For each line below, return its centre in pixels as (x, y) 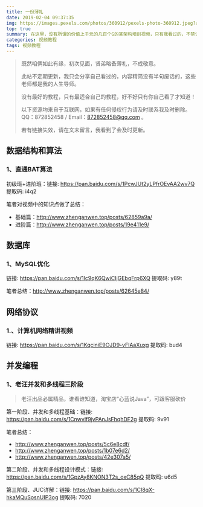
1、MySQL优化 (28, 264)
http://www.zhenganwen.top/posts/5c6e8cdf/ (72, 444)
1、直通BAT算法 (29, 170)
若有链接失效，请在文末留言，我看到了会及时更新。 (85, 130)
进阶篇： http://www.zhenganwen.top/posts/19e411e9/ (82, 225)
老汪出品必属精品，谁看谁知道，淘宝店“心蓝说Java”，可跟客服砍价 (103, 398)
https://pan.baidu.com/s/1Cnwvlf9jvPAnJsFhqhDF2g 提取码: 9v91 (88, 419)
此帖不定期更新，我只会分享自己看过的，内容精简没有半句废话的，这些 (108, 76)
